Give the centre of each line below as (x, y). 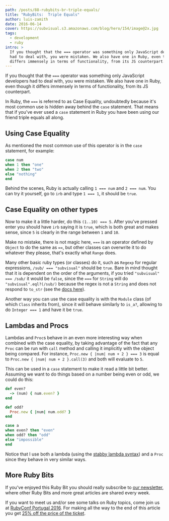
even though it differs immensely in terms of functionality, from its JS (77, 87)
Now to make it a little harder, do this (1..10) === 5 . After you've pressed (81, 221)
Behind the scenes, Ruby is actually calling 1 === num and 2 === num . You (80, 188)
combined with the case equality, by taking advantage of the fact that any (81, 343)
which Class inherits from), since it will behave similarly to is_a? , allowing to (84, 305)
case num (14, 160)
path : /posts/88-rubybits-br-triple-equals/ (53, 10)
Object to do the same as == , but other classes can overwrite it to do (76, 248)
